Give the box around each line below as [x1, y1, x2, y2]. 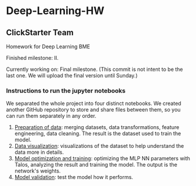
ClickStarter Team [6, 28, 74, 38]
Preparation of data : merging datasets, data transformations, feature [14, 124, 180, 131]
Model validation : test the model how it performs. [14, 174, 133, 181]
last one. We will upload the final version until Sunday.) [6, 72, 138, 79]
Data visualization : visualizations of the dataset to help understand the [14, 143, 184, 150]
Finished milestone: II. [6, 55, 59, 61]
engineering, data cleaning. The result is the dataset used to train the [14, 130, 181, 137]
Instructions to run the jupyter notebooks [6, 86, 126, 94]
